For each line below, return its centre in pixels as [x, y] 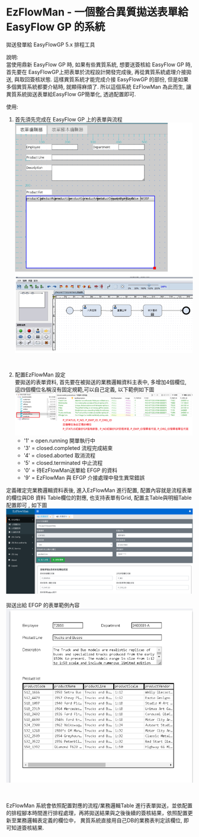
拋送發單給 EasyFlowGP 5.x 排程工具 [51, 44]
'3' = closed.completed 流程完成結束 [68, 448]
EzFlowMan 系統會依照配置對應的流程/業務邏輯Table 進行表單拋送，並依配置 [99, 806]
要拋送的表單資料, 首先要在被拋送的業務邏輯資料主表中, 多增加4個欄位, [100, 382]
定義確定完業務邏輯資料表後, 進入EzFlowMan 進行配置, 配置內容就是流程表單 [99, 490]
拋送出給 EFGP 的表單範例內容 [43, 605]
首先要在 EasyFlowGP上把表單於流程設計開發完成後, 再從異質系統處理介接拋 [99, 72]
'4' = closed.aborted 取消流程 [60, 455]
